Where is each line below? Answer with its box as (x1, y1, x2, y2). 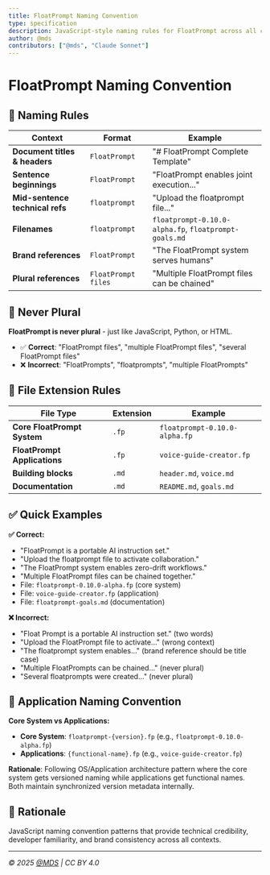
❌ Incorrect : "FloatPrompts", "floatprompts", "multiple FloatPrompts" (19, 359, 249, 369)
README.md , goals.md (159, 480, 235, 491)
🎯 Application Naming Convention (8, 695, 182, 708)
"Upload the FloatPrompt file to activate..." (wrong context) (19, 637, 215, 647)
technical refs (12, 202, 67, 214)
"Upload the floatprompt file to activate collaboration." (19, 554, 199, 564)
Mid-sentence (12, 193, 70, 204)
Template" (152, 156, 191, 168)
